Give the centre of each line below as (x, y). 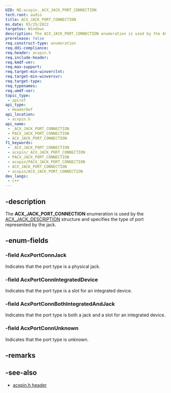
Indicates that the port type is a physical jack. (53, 266)
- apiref (17, 100)
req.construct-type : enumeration (41, 43)
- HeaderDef (20, 110)
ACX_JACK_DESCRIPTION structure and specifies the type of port (75, 219)
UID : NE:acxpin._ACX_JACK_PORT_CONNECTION (51, 10)
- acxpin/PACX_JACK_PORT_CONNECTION (46, 162)
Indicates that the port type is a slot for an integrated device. (69, 290)
